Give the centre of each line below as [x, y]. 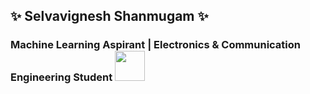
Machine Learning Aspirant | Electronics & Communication [156, 45]
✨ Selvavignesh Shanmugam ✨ [109, 16]
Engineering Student [61, 77]
